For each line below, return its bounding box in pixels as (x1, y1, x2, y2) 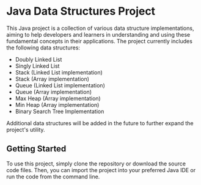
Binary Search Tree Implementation (15, 107, 104, 115)
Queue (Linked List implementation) (15, 81, 105, 89)
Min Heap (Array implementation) (15, 101, 100, 108)
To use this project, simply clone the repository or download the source (6, 160, 186, 167)
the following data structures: (6, 44, 81, 51)
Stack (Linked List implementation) (15, 68, 103, 76)
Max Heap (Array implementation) (15, 95, 101, 102)
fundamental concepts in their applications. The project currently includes (6, 37, 192, 45)
